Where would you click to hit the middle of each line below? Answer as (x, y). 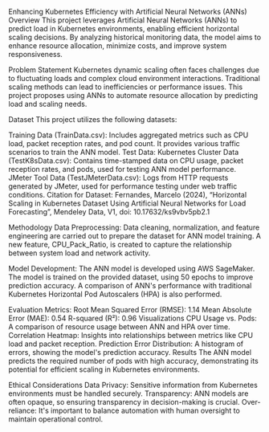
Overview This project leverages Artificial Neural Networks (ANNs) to (123, 20)
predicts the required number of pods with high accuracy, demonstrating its (133, 361)
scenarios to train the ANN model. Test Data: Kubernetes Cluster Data (124, 152)
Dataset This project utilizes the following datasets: (93, 119)
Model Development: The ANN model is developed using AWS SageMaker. (132, 269)
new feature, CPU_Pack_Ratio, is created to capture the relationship (120, 245)
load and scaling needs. (48, 104)
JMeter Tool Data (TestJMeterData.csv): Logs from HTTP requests (118, 177)
